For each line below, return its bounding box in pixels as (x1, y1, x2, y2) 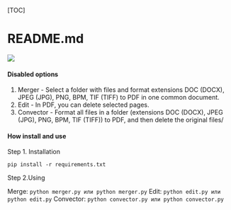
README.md (7, 31, 84, 47)
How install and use (7, 132, 67, 140)
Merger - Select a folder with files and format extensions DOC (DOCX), (17, 86, 225, 94)
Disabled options (7, 70, 59, 78)
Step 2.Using (7, 173, 45, 182)
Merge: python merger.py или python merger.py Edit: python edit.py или (7, 187, 221, 196)
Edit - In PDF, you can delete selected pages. (17, 100, 150, 109)
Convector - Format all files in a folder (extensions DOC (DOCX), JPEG (17, 108, 223, 117)
